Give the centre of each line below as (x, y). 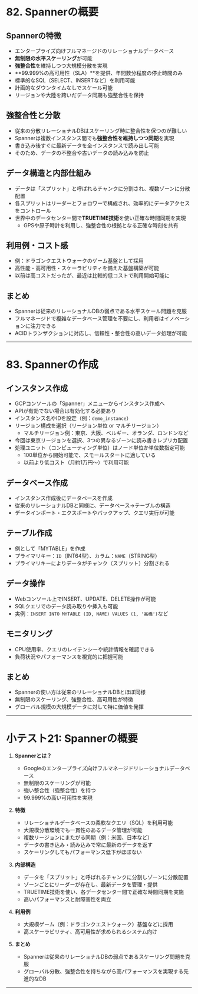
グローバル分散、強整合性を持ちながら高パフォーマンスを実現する (103, 972)
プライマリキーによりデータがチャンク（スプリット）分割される (92, 563)
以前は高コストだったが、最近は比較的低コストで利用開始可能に (92, 276)
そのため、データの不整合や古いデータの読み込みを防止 (82, 153)
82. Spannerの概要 (52, 12)
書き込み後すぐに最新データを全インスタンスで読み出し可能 (87, 145)
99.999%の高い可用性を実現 (58, 798)
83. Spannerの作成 (52, 365)
